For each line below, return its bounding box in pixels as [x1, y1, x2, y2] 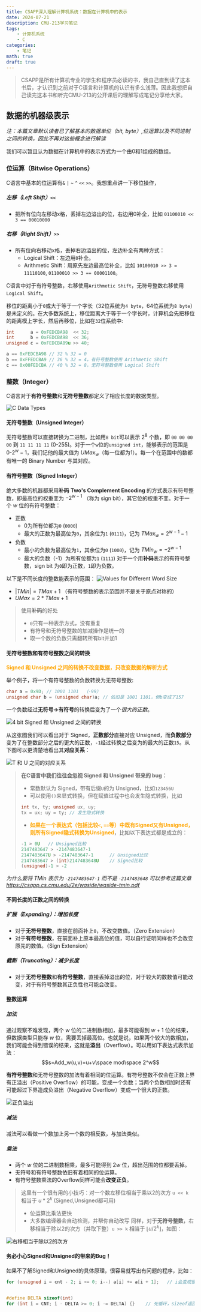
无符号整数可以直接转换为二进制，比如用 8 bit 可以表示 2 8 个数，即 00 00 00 [6, 433, 193, 441]
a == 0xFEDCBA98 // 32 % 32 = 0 [6, 351, 87, 357]
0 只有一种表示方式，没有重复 [29, 619, 101, 627]
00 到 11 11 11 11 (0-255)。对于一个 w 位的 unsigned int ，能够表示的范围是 [6, 441, 188, 448]
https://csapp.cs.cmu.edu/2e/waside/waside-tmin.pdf [6, 882, 140, 889]
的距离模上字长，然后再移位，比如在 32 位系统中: [6, 317, 124, 324]
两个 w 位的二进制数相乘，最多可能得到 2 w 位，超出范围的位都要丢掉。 [14, 1161, 190, 1169]
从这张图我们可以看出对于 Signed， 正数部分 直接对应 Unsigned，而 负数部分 [6, 732, 191, 739]
